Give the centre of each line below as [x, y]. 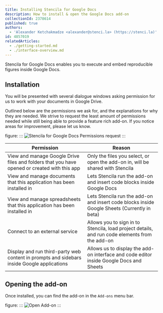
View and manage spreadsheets [44, 199]
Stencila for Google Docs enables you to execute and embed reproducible [79, 64]
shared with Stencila [110, 168]
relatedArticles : [23, 41]
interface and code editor [123, 255]
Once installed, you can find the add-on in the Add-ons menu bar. [70, 296]
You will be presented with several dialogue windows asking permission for [80, 96]
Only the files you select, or [118, 156]
